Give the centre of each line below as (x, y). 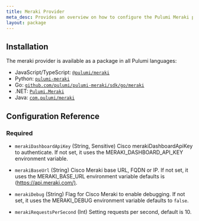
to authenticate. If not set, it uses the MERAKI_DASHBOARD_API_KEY (99, 152)
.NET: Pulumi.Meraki (39, 91)
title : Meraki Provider (36, 12)
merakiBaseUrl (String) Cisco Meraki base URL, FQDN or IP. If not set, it (101, 170)
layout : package (26, 23)
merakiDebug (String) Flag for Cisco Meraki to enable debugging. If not (100, 194)
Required (20, 133)
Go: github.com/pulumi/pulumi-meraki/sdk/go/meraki (79, 85)
